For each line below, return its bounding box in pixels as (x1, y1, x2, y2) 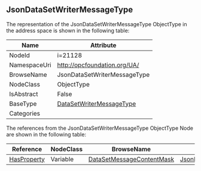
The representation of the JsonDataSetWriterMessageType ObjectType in (6, 20, 187, 27)
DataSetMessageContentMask (88, 155, 175, 163)
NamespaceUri (9, 61, 52, 69)
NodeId (9, 51, 30, 59)
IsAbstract (9, 89, 38, 98)
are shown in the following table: (6, 130, 87, 138)
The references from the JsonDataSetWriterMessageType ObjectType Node (6, 125, 193, 132)
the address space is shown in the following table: (6, 27, 130, 34)
